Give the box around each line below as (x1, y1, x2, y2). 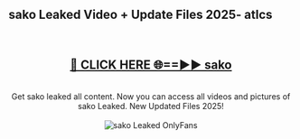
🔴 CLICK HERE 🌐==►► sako (70, 58, 232, 73)
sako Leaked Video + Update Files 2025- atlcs (8, 7, 273, 23)
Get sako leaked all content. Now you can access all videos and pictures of (11, 90, 291, 102)
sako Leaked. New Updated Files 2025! (77, 100, 225, 111)
